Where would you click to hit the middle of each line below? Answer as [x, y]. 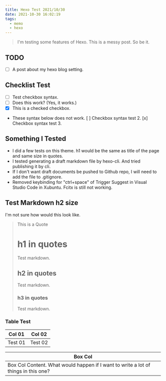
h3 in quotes [33, 298]
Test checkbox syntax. [35, 97]
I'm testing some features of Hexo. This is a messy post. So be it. [83, 42]
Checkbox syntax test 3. [37, 123]
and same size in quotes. [38, 156]
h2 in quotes [37, 273]
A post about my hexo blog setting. [48, 69]
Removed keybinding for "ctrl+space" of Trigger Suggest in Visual [80, 182]
